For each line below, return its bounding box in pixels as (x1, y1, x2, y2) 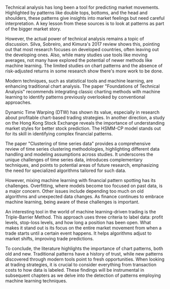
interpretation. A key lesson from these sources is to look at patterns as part (5, 20, 164, 26)
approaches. (5, 99, 32, 105)
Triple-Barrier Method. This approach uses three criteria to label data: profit (5, 214, 163, 220)
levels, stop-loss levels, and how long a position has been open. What (5, 220, 151, 225)
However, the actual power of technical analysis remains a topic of (5, 35, 145, 42)
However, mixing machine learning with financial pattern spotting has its (5, 177, 156, 183)
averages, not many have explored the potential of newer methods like (5, 57, 153, 63)
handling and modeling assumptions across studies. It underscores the (5, 152, 153, 157)
